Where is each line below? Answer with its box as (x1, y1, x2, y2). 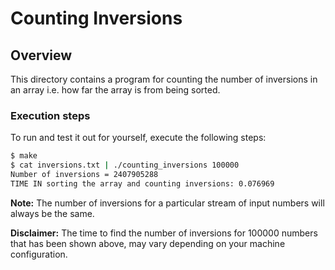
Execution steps (10, 108, 91, 122)
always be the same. (10, 207, 95, 219)
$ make (10, 151, 38, 161)
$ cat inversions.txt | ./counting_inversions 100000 (10, 160, 240, 171)
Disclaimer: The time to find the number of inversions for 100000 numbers (10, 227, 318, 239)
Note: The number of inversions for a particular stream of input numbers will (10, 197, 325, 209)
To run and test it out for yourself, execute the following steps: (10, 132, 267, 144)
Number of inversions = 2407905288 (10, 170, 159, 180)
